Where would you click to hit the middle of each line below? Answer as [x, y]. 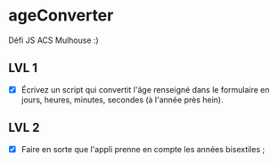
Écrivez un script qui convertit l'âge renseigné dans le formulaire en [145, 89]
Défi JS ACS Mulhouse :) [53, 40]
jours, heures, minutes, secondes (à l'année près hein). [122, 100]
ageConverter [61, 16]
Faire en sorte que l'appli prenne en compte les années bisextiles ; [143, 149]
